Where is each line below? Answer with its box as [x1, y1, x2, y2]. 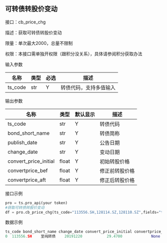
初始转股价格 [99, 158, 130, 165]
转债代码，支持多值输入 [60, 84, 116, 91]
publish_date [7, 139, 38, 146]
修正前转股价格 [99, 167, 135, 174]
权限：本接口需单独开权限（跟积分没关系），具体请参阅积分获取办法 [5, 50, 143, 56]
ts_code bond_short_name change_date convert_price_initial [5, 229, 133, 235]
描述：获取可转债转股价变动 [5, 29, 62, 35]
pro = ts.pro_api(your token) [5, 200, 68, 206]
